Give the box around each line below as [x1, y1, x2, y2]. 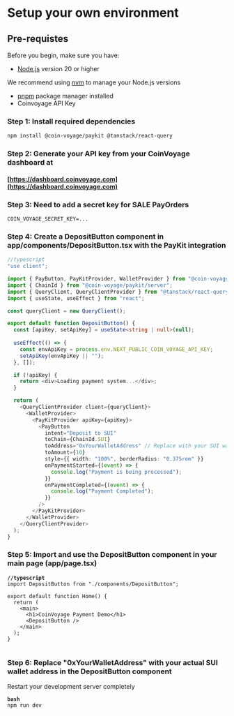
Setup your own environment [7, 5, 179, 21]
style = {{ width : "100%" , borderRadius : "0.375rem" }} [44, 456, 204, 463]
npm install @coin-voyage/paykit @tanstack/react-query [7, 133, 173, 140]
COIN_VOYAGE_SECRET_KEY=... [7, 215, 89, 223]
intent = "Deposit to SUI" [44, 429, 117, 437]
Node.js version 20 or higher [17, 65, 100, 73]
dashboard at [7, 158, 54, 167]
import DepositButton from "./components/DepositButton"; [7, 581, 179, 588]
